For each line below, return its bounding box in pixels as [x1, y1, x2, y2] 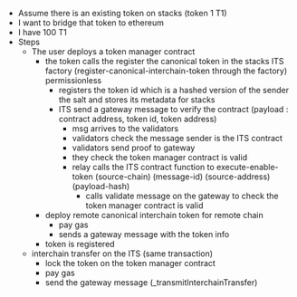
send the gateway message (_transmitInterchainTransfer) [44, 277, 258, 288]
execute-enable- [216, 162, 279, 172]
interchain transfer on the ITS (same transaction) [31, 248, 214, 259]
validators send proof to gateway [72, 142, 196, 153]
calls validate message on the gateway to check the [85, 190, 279, 201]
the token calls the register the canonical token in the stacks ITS [44, 56, 284, 66]
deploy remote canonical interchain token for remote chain [44, 210, 264, 220]
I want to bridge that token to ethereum [17, 17, 165, 28]
